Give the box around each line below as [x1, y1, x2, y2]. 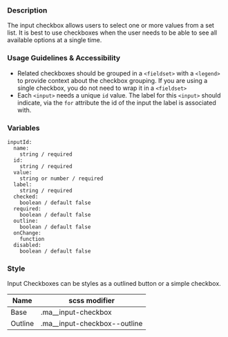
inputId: [7, 138, 32, 145]
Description [7, 6, 48, 15]
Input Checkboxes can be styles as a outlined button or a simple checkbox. [7, 280, 221, 288]
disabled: [13, 242, 41, 248]
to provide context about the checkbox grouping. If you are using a [17, 76, 208, 84]
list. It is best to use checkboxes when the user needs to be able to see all [7, 28, 218, 37]
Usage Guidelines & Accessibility [7, 53, 121, 63]
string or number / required [19, 175, 104, 182]
